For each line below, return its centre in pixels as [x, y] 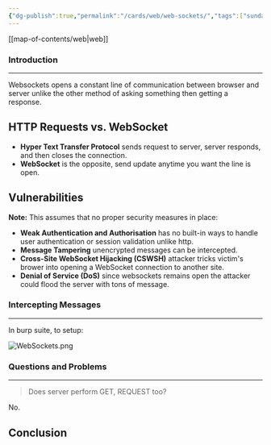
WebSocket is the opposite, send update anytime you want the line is [135, 164]
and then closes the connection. [73, 155]
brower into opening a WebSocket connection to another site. [122, 267]
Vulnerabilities [46, 198]
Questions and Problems [58, 366]
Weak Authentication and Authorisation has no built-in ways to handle [139, 233]
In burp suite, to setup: [46, 330]
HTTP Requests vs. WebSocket [88, 127]
